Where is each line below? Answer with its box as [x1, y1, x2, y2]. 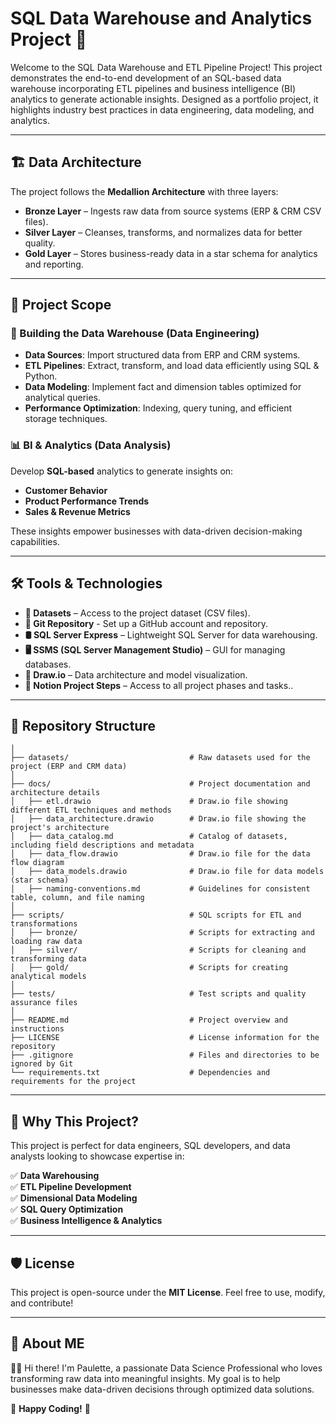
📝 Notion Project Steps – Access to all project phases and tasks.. [24, 679, 294, 691]
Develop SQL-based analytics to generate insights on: [10, 465, 234, 477]
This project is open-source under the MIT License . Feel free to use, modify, [10, 1286, 326, 1298]
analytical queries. [24, 392, 102, 404]
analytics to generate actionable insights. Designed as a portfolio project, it [10, 93, 319, 105]
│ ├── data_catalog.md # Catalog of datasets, [10, 832, 288, 842]
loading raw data [10, 937, 83, 947]
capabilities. [10, 535, 60, 547]
